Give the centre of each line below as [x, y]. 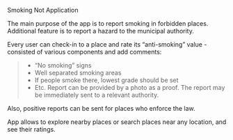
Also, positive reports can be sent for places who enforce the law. [102, 108]
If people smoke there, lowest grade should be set [106, 80]
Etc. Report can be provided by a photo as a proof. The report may [130, 87]
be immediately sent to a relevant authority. [97, 95]
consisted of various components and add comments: [85, 52]
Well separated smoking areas [78, 73]
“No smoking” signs [63, 65]
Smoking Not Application [43, 10]
